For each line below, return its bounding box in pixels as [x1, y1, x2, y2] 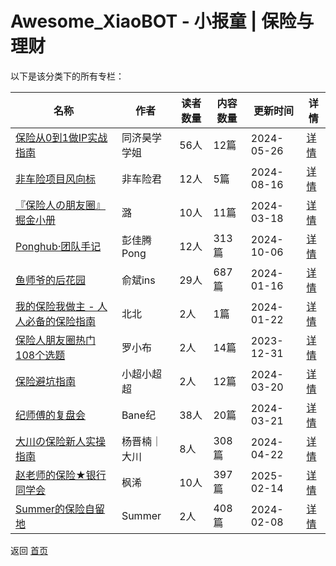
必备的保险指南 [25, 314, 97, 328]
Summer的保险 [15, 502, 86, 516]
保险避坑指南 [15, 374, 77, 388]
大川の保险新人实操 [15, 434, 107, 448]
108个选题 [15, 348, 66, 362]
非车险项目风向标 [15, 172, 97, 186]
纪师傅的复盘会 [15, 408, 87, 422]
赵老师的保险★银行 [15, 468, 107, 482]
